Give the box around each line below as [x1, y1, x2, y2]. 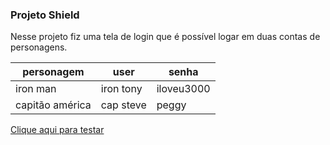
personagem [22, 65, 85, 79]
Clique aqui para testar [10, 124, 105, 136]
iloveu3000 [156, 82, 211, 96]
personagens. [10, 41, 68, 53]
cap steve [100, 98, 147, 112]
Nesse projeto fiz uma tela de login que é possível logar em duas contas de [10, 31, 321, 43]
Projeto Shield [10, 8, 80, 22]
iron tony [100, 82, 143, 96]
